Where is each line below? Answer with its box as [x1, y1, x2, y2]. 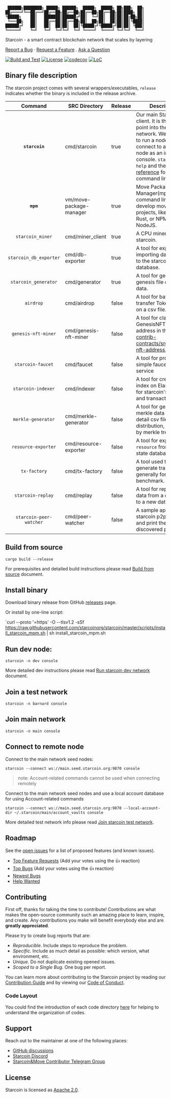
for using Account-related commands [5, 795, 84, 802]
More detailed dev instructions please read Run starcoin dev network [5, 668, 150, 674]
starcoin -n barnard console [5, 701, 67, 706]
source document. [5, 571, 44, 577]
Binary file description [5, 71, 77, 80]
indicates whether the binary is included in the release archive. [5, 90, 137, 96]
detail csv [135, 416, 159, 423]
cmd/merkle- [65, 413, 98, 420]
